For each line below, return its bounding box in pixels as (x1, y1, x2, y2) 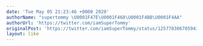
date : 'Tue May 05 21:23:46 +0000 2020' (6, 8, 110, 15)
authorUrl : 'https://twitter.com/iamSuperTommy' (6, 20, 131, 26)
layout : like (6, 31, 39, 37)
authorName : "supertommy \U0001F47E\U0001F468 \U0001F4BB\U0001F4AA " (6, 14, 182, 20)
